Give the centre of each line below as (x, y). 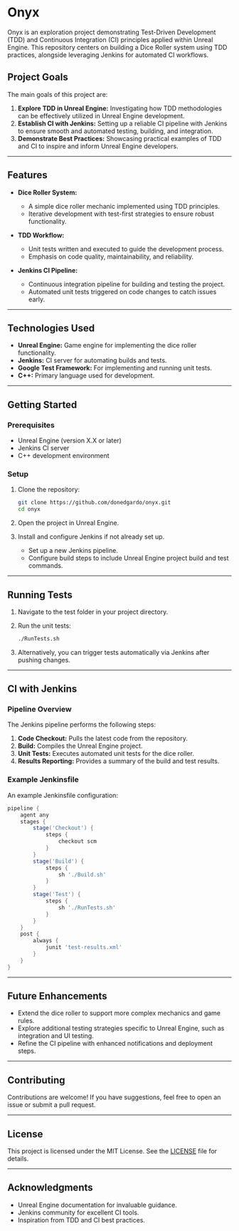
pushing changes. (44, 660)
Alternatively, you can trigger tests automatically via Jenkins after (113, 652)
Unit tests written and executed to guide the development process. (126, 249)
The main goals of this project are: (58, 94)
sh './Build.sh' (82, 874)
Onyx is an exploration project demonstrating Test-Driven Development (112, 32)
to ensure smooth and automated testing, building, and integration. (115, 131)
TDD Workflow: (41, 235)
